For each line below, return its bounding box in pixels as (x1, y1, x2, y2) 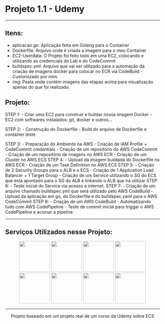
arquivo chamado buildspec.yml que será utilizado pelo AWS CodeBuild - (5, 188, 153, 194)
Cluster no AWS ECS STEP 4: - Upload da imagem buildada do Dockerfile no (5, 157, 160, 162)
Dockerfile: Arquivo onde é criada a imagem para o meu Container (12, 47, 147, 53)
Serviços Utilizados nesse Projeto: (5, 227, 113, 236)
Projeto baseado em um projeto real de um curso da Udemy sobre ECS (10, 313, 155, 319)
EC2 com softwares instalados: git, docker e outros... (5, 117, 112, 123)
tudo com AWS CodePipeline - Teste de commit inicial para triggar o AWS (5, 203, 154, 210)
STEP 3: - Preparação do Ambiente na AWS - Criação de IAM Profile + (5, 141, 147, 147)
